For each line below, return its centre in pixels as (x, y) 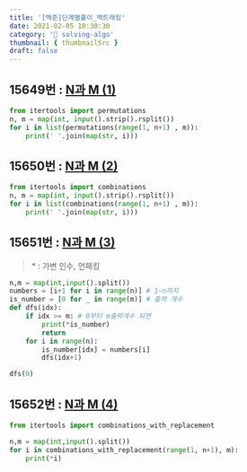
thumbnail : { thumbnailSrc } (64, 43)
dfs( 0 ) (22, 374)
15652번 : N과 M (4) (64, 404)
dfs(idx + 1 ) (62, 358)
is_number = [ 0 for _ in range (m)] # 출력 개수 (96, 300)
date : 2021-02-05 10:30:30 (60, 26)
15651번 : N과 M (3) (62, 243)
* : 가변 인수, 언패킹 (66, 266)
